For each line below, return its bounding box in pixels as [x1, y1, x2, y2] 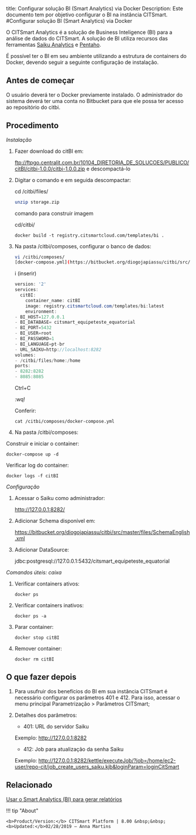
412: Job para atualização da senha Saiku [23, 745, 124, 752]
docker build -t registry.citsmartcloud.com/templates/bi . [14, 232, 164, 238]
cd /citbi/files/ [14, 187, 49, 195]
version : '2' [14, 281, 47, 288]
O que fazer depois [6, 672, 77, 682]
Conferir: [14, 407, 36, 414]
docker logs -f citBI [6, 473, 59, 479]
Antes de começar [6, 76, 75, 85]
